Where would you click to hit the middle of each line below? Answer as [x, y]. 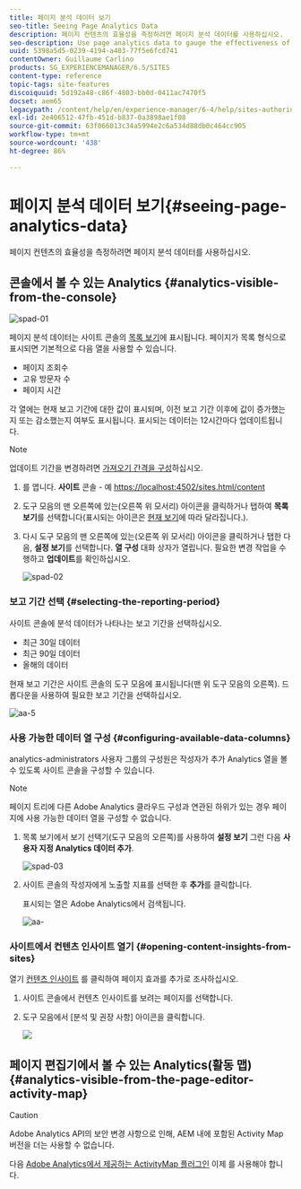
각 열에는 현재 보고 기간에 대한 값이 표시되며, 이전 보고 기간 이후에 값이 [132, 409]
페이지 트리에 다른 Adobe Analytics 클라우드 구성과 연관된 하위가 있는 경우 [140, 806]
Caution [24, 1115]
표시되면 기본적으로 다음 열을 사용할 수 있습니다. [93, 349]
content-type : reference [56, 76]
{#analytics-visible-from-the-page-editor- [132, 1079]
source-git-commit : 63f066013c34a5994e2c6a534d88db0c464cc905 [128, 127]
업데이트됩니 [261, 420]
